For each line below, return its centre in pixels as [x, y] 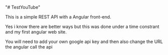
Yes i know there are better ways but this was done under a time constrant [82, 26]
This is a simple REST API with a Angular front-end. [58, 17]
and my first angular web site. [36, 32]
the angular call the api [29, 47]
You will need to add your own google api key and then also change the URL [84, 41]
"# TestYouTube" [23, 7]
